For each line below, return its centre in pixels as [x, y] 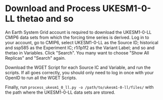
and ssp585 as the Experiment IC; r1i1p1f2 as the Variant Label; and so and [80, 48]
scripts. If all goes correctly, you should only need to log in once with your [79, 72]
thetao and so [45, 19]
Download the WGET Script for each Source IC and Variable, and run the [78, 67]
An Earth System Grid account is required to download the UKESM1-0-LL [78, 32]
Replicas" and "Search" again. [35, 58]
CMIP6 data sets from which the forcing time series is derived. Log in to [77, 37]
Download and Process [53, 8]
